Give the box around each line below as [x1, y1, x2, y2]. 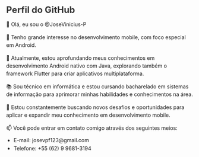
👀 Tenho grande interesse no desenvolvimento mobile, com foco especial [6, 33, 186, 41]
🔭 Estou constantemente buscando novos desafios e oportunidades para [6, 104, 185, 111]
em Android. [6, 41, 37, 49]
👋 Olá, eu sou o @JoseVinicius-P [6, 21, 87, 28]
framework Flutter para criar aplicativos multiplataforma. [6, 70, 144, 77]
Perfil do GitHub [6, 4, 75, 15]
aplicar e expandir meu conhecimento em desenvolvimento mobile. [6, 111, 170, 118]
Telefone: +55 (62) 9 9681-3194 [14, 145, 92, 152]
